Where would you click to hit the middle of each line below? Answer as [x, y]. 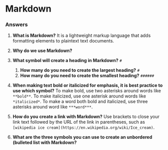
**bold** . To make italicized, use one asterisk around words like [79, 96]
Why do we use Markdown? [42, 51]
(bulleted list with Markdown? [45, 142]
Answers [16, 25]
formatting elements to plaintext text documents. [63, 41]
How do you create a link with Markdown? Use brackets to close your [86, 117]
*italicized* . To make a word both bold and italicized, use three [80, 102]
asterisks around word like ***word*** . [53, 107]
